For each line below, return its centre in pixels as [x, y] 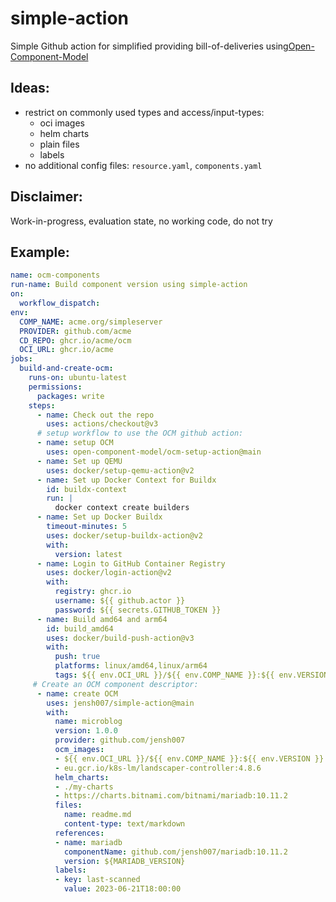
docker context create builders [122, 508]
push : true [77, 657]
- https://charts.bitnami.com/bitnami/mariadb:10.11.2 [171, 796]
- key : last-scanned [97, 880]
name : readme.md [97, 815]
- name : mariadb [88, 842]
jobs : [21, 359]
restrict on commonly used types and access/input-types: [144, 112]
